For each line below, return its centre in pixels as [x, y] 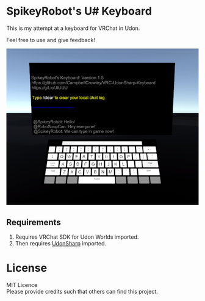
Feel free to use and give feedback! [51, 40]
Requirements [34, 222]
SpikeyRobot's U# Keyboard [79, 11]
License [27, 268]
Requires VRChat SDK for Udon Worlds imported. [77, 237]
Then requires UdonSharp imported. [61, 244]
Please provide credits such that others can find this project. [82, 292]
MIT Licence [22, 285]
